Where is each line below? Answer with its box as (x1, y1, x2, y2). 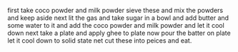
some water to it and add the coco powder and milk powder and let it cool (7, 21, 225, 29)
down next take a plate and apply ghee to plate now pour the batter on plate (7, 28, 231, 37)
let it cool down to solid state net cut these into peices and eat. (7, 36, 192, 45)
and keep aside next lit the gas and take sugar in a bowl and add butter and (7, 14, 229, 22)
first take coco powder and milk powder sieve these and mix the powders (7, 6, 224, 14)
